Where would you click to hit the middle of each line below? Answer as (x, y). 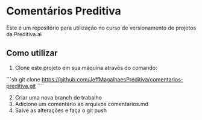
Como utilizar (32, 53)
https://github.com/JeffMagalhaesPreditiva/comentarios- (112, 79)
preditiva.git (21, 86)
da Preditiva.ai (24, 34)
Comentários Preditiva (64, 11)
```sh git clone (23, 79)
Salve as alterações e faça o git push (61, 110)
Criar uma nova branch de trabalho (58, 97)
